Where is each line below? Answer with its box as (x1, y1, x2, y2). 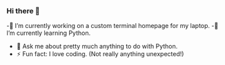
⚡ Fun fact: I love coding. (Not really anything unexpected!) (16, 50, 184, 58)
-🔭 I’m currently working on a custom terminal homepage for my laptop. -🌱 (6, 22, 219, 30)
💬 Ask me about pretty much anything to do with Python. (16, 42, 178, 51)
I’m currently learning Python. (6, 29, 91, 37)
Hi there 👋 (6, 6, 41, 16)
